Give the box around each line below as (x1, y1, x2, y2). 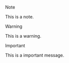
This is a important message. (5, 52, 65, 58)
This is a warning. (5, 33, 41, 39)
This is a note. (5, 14, 34, 19)
